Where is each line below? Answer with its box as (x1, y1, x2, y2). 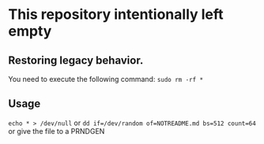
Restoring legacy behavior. (8, 54, 144, 67)
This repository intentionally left (8, 6, 224, 24)
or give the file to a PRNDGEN (8, 126, 105, 135)
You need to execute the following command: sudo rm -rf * (8, 75, 204, 83)
